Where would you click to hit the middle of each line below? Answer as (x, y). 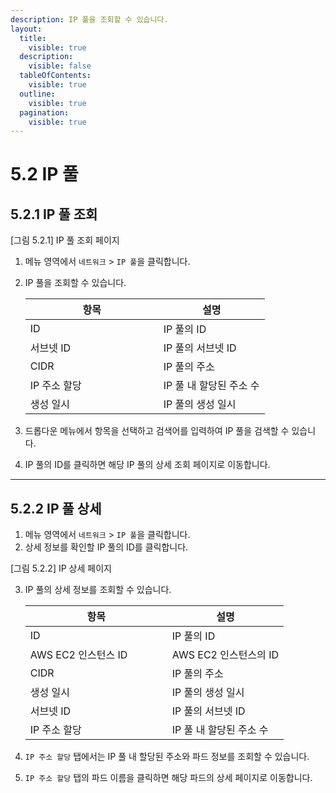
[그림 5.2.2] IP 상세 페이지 (61, 568)
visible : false (60, 66)
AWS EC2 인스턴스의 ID (225, 655)
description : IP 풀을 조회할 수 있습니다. (89, 19)
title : (33, 38)
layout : (26, 29)
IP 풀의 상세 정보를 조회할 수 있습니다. (98, 590)
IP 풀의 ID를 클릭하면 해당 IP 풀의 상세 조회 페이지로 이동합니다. (147, 465)
